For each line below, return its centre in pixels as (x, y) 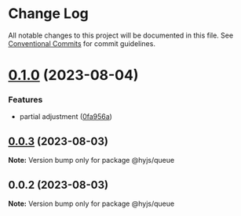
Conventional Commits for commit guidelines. (82, 43)
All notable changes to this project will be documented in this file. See (121, 35)
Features (26, 100)
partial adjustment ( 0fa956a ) (66, 117)
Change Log (48, 14)
